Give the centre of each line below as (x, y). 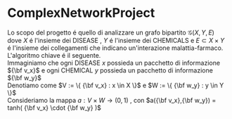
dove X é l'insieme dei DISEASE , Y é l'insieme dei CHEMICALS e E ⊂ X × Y (116, 40)
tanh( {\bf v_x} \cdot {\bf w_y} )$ (54, 108)
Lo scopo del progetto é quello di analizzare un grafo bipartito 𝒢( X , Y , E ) (111, 32)
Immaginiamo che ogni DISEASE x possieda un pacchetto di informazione (114, 63)
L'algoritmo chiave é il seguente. (54, 55)
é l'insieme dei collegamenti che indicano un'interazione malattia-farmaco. (115, 48)
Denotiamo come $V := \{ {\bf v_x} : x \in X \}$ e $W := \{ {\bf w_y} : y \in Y (116, 85)
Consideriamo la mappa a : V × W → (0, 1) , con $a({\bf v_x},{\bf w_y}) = (112, 100)
